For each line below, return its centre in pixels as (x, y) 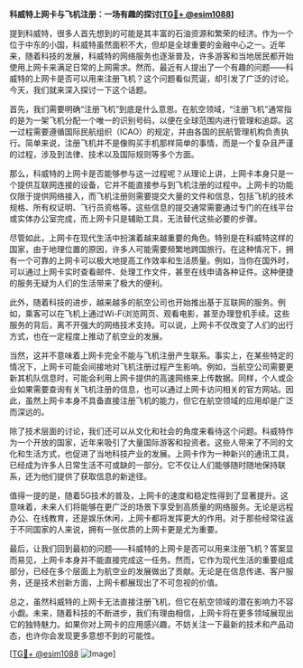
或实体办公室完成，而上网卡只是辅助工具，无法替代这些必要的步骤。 (136, 219)
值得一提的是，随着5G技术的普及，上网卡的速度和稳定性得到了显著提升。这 (149, 495)
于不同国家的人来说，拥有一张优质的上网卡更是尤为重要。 (116, 529)
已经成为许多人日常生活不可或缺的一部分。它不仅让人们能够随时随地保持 (143, 465)
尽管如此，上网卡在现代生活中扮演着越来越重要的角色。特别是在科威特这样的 (151, 238)
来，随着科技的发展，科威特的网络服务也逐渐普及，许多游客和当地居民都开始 (151, 56)
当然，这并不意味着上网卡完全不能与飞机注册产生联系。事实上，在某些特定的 (151, 355)
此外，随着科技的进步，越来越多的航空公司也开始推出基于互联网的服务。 (143, 302)
